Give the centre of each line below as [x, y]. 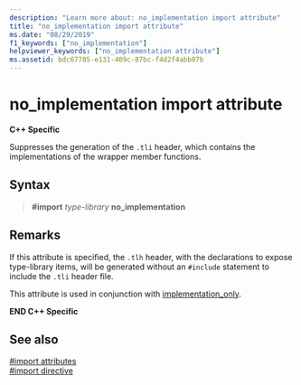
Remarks [35, 235]
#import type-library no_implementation [108, 207]
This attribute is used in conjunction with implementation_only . [126, 294]
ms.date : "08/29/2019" [52, 34]
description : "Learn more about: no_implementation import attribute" [145, 18]
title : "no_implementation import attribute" [96, 26]
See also [34, 339]
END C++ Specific [44, 311]
